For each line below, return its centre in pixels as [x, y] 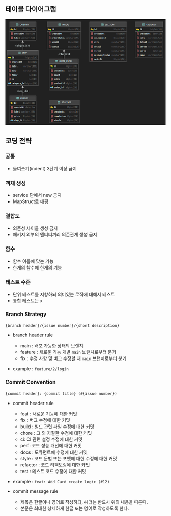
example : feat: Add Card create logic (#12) [61, 481]
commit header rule [33, 403]
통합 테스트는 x [27, 301]
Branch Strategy [26, 314]
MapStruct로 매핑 [31, 201]
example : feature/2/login [40, 369]
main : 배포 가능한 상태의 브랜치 [52, 346]
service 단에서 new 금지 [37, 195]
